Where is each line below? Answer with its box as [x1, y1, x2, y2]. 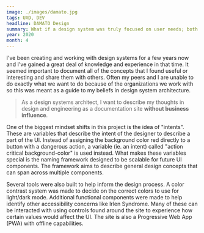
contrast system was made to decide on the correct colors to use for [6, 187, 179, 194]
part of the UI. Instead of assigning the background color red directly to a [6, 136, 191, 144]
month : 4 [6, 37, 29, 43]
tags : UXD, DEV [6, 15, 45, 21]
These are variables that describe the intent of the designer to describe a [6, 130, 191, 137]
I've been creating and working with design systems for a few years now [6, 54, 189, 61]
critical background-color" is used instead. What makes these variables [6, 149, 186, 157]
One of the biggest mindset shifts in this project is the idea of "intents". [6, 124, 184, 130]
